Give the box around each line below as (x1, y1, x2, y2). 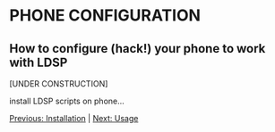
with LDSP (9, 54, 68, 70)
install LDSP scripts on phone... (9, 95, 125, 106)
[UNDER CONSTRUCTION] (9, 78, 108, 89)
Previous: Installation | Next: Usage (9, 113, 139, 123)
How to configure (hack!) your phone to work (9, 41, 266, 56)
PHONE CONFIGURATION (9, 5, 202, 26)
